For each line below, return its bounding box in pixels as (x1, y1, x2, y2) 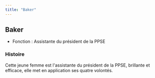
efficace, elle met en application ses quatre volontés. (5, 67, 113, 73)
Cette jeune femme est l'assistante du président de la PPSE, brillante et (5, 62, 150, 68)
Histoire (5, 51, 25, 58)
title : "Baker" (5, 7, 37, 12)
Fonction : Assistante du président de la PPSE (12, 39, 105, 44)
